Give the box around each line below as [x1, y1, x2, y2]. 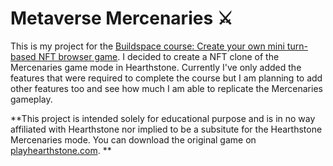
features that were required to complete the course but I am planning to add [10, 72, 323, 84]
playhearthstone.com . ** [10, 144, 112, 156]
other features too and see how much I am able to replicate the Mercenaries [10, 82, 323, 94]
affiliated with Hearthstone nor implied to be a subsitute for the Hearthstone [10, 123, 323, 135]
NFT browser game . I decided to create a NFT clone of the [38, 50, 280, 62]
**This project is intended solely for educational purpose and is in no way [10, 112, 316, 124]
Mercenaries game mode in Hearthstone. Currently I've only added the [10, 61, 302, 73]
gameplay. [10, 93, 53, 105]
